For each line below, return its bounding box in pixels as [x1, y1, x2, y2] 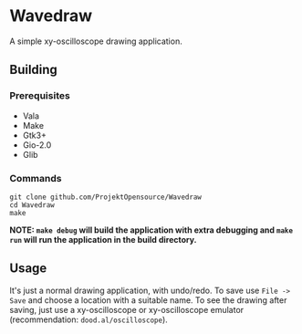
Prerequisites [9, 89, 70, 102]
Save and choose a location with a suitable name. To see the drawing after [9, 294, 287, 306]
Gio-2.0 [22, 139, 52, 151]
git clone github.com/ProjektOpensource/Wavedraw [9, 193, 203, 202]
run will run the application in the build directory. [9, 234, 198, 245]
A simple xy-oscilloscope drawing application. [9, 36, 182, 47]
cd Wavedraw [9, 200, 55, 210]
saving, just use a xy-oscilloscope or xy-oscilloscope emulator [9, 304, 245, 315]
